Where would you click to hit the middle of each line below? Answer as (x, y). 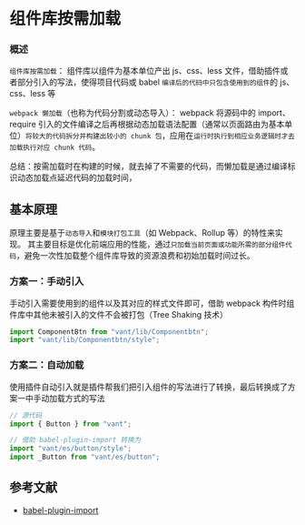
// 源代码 (26, 415)
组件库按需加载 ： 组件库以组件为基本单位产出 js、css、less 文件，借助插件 (145, 71)
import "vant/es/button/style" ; (70, 449)
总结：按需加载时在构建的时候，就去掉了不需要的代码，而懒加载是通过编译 (148, 167)
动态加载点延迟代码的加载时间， (77, 177)
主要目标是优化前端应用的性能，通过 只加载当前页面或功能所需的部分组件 (160, 244)
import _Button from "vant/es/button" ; (85, 457)
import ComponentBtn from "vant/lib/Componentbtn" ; (109, 332)
